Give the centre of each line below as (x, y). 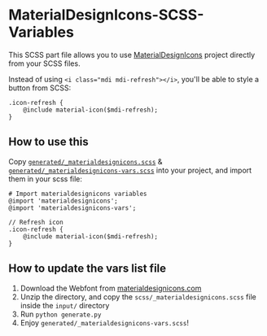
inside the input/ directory (65, 305)
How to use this (49, 142)
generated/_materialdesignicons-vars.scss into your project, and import (130, 170)
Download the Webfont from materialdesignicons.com (111, 288)
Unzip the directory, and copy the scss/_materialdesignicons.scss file (138, 297)
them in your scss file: (46, 179)
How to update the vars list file (88, 269)
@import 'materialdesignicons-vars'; (72, 208)
